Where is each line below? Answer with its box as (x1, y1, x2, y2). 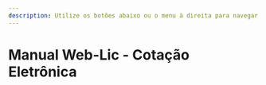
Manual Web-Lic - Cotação (8, 45, 190, 64)
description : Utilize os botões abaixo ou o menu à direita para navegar (8, 11, 259, 20)
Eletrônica (8, 63, 77, 80)
